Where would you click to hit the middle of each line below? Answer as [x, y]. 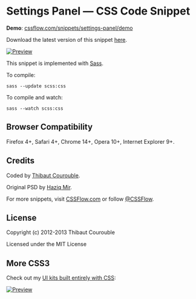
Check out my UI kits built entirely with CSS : [61, 278]
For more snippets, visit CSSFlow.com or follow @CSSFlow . [80, 199]
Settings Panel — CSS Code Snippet [98, 11]
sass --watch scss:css [35, 108]
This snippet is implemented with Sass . [55, 63]
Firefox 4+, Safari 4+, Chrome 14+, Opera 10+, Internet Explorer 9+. [90, 141]
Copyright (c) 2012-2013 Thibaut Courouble [60, 232]
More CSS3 [28, 263]
